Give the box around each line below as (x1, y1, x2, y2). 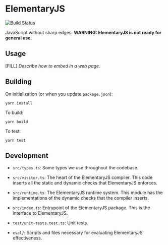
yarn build (5, 119, 28, 124)
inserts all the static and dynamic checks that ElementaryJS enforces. (12, 180, 157, 186)
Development (5, 151, 49, 160)
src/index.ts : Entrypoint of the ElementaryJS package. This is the (12, 205, 150, 211)
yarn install (5, 100, 33, 106)
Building (5, 78, 32, 86)
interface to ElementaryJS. (12, 210, 68, 216)
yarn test (5, 138, 26, 143)
